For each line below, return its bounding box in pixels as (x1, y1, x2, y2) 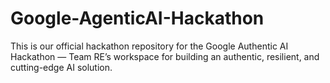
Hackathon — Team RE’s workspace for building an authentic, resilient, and (10, 50, 320, 62)
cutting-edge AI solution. (10, 61, 113, 73)
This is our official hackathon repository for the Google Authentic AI (10, 40, 289, 52)
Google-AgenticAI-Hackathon (10, 7, 265, 30)
